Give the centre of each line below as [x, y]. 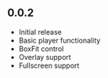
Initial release [40, 32]
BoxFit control [41, 48]
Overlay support [45, 57]
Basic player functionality [59, 40]
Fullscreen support [49, 65]
